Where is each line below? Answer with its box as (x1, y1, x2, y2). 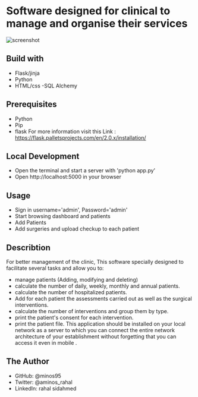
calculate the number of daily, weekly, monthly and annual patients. (14, 282, 180, 289)
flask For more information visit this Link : (14, 128, 116, 135)
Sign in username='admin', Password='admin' (14, 206, 128, 213)
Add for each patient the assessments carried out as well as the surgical (14, 295, 192, 302)
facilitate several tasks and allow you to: (6, 264, 104, 272)
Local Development (6, 151, 80, 161)
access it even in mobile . (14, 339, 77, 346)
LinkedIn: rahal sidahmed (14, 385, 77, 392)
